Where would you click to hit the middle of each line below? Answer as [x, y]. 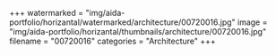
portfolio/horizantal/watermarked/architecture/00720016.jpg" [122, 22]
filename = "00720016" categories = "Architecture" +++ [113, 41]
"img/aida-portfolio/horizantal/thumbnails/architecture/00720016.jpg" [138, 31]
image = [252, 22]
